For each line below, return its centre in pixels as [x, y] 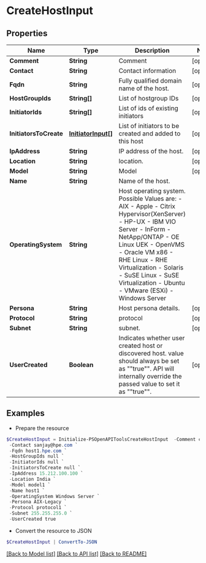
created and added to [150, 134]
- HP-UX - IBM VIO [147, 221]
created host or [141, 346]
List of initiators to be [149, 126]
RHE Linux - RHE [143, 260]
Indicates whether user [152, 338]
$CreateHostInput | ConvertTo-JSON [52, 542]
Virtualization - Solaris [151, 267]
